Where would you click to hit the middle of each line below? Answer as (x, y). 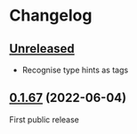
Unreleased (42, 49)
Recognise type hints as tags (75, 70)
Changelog (51, 16)
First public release (44, 119)
